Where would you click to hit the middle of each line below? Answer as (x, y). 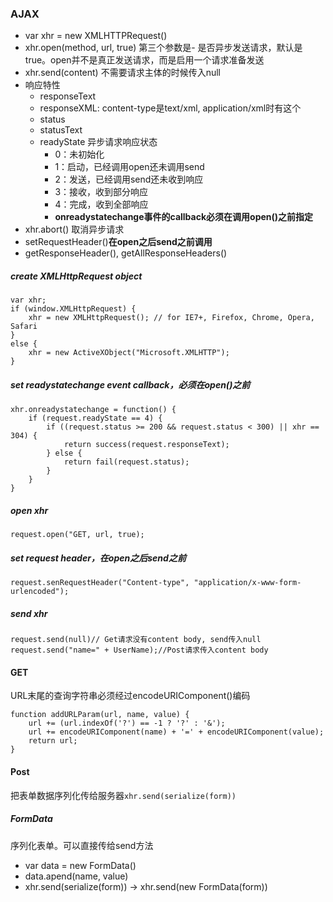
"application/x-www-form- (247, 583)
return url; (53, 741)
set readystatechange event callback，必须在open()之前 (130, 384)
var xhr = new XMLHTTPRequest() (96, 36)
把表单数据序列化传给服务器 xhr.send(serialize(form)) (123, 795)
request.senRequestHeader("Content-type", (100, 583)
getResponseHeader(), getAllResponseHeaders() (126, 253)
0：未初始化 (79, 154)
